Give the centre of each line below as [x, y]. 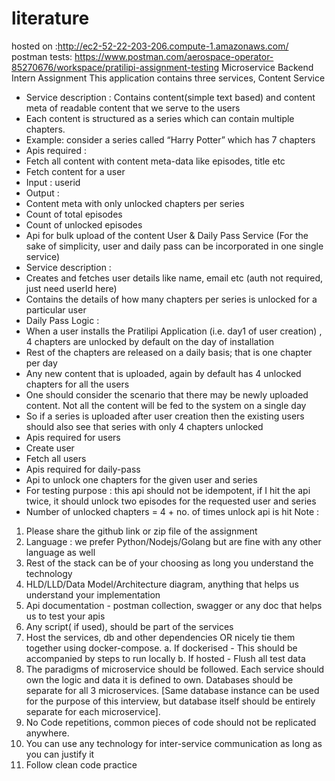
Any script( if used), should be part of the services [129, 626]
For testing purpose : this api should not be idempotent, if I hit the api [168, 490]
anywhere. [47, 733]
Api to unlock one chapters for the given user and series [141, 479]
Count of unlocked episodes [84, 224]
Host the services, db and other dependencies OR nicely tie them [160, 637]
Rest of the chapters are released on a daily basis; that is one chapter [169, 352]
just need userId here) [71, 288]
